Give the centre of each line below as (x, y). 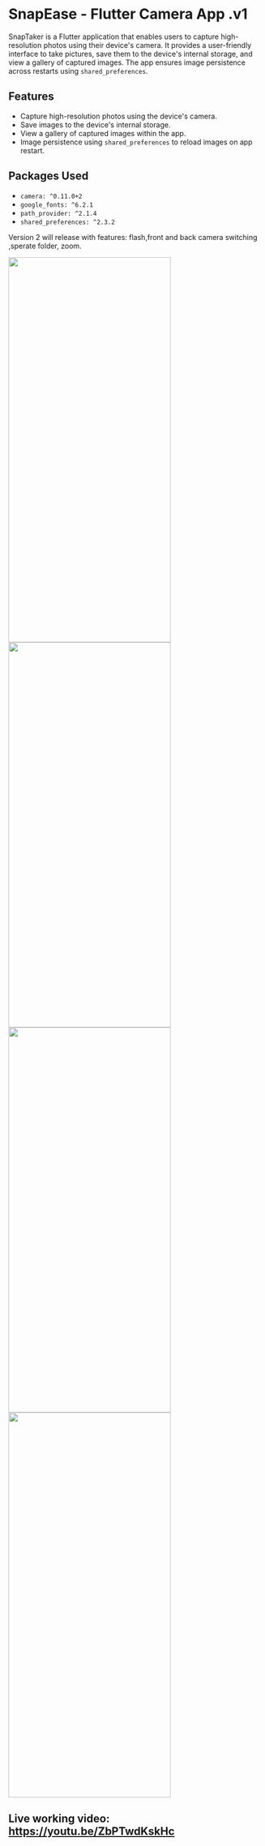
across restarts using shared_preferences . (78, 71)
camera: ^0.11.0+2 (51, 196)
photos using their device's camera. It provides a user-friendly (147, 45)
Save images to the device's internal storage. (96, 124)
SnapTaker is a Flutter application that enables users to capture (114, 36)
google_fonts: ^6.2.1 (56, 205)
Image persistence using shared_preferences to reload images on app (136, 142)
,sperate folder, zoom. (45, 246)
